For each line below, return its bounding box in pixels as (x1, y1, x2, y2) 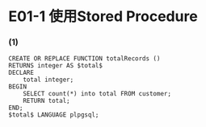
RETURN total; (23, 97, 70, 105)
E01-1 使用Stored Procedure (8, 7, 198, 26)
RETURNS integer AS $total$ (8, 62, 103, 70)
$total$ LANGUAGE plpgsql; (8, 111, 99, 119)
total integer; (23, 76, 74, 84)
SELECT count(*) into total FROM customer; (23, 90, 172, 98)
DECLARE (8, 69, 35, 77)
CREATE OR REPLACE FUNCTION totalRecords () (8, 55, 161, 63)
